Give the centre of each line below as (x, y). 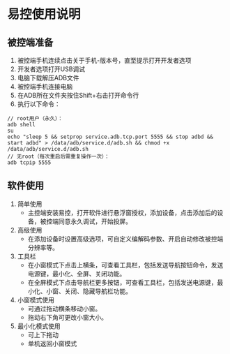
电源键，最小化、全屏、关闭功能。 (77, 274)
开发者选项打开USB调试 (51, 69)
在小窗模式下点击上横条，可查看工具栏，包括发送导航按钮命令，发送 (125, 265)
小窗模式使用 (36, 300)
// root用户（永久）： (35, 119)
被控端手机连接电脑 (45, 87)
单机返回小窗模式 (52, 344)
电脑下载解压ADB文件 (48, 78)
